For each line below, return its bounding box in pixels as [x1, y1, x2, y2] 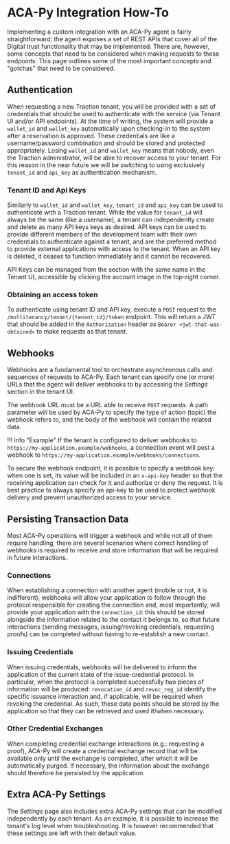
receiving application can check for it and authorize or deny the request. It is [7, 479, 223, 487]
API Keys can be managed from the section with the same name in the [7, 266, 206, 274]
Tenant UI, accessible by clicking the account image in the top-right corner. [7, 273, 220, 281]
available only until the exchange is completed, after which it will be [7, 754, 198, 762]
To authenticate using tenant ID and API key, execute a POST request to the [7, 305, 217, 314]
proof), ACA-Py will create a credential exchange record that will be [7, 746, 198, 755]
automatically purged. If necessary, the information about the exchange [7, 761, 209, 770]
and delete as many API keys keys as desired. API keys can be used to [7, 223, 207, 231]
